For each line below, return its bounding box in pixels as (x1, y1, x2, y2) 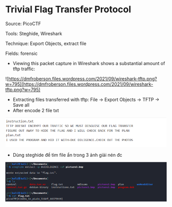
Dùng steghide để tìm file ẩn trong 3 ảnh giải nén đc (12, 152, 122, 158)
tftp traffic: (12, 66, 35, 72)
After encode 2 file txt (12, 107, 59, 113)
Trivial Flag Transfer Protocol (5, 4, 132, 15)
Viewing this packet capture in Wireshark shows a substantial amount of (12, 60, 165, 66)
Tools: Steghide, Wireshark (5, 30, 62, 36)
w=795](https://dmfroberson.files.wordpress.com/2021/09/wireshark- (5, 81, 154, 87)
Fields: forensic (5, 50, 38, 56)
